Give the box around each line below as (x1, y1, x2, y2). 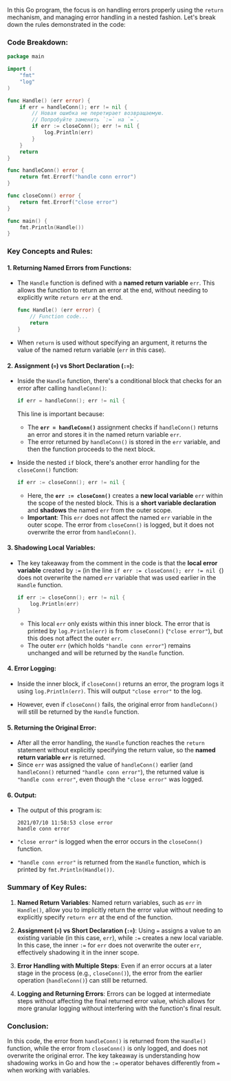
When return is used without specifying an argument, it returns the (16, 338, 208, 347)
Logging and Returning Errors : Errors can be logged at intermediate (16, 990, 211, 998)
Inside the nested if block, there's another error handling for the (16, 459, 201, 466)
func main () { (7, 217, 48, 224)
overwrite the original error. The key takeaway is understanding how (7, 1051, 201, 1060)
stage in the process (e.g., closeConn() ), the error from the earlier (16, 969, 203, 977)
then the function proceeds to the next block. (27, 445, 156, 453)
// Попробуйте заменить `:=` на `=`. (32, 116, 140, 123)
